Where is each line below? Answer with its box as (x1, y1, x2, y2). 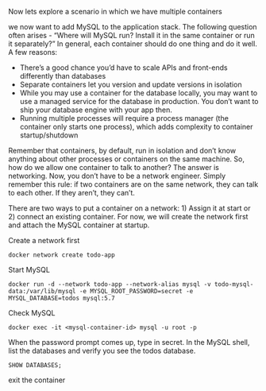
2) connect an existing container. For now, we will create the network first (8, 212, 249, 221)
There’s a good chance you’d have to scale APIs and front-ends (19, 63, 228, 72)
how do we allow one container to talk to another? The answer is (8, 163, 220, 172)
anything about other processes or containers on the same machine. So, (8, 154, 245, 164)
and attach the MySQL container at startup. (8, 220, 150, 230)
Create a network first (8, 236, 80, 245)
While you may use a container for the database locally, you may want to (19, 88, 258, 98)
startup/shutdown (19, 130, 79, 140)
